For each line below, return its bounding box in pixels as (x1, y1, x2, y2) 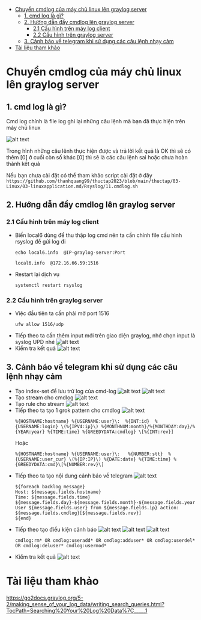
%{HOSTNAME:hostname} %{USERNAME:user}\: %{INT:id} (14, 418, 150, 424)
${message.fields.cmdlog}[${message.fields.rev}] (14, 510, 142, 516)
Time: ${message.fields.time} (14, 494, 91, 500)
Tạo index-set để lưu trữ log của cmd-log (14, 387, 117, 394)
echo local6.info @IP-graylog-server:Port (14, 250, 126, 256)
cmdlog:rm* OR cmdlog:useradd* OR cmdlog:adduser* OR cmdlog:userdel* (14, 537, 196, 544)
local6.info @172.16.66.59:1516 (14, 260, 99, 266)
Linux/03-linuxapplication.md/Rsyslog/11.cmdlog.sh (6, 183, 138, 189)
